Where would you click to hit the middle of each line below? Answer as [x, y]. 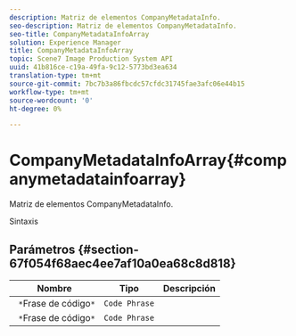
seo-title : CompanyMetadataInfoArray [79, 34]
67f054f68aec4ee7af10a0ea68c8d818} [123, 263]
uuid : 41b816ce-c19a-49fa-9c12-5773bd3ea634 [93, 68]
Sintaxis [24, 221]
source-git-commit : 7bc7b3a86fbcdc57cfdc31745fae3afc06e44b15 [127, 84]
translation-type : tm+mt [55, 76]
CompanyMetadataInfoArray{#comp [148, 160]
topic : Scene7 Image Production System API [91, 59]
